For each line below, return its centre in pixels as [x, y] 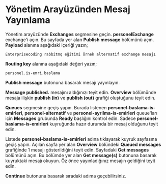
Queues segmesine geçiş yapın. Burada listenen [56, 107]
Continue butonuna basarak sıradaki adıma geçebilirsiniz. [66, 176]
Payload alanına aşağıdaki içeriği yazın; [47, 45]
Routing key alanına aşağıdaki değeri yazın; [51, 64]
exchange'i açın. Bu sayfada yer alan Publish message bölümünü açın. [80, 40]
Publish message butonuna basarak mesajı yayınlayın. [62, 82]
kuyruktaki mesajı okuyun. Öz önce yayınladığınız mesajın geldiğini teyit [80, 161]
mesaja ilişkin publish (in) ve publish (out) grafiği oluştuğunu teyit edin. [80, 98]
